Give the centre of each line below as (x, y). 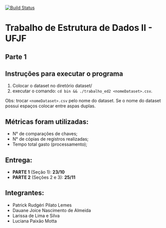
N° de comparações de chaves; (45, 134)
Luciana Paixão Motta (35, 221)
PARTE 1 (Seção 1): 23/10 (38, 172)
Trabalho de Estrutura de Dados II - (79, 28)
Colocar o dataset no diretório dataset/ (52, 86)
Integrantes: (25, 193)
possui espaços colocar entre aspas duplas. (50, 106)
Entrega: (19, 160)
